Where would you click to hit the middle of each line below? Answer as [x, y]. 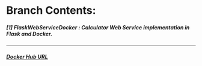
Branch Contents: [51, 10]
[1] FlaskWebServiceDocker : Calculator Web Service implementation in [98, 27]
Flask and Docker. [29, 34]
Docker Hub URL [27, 56]
